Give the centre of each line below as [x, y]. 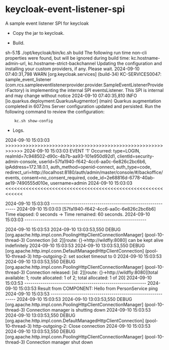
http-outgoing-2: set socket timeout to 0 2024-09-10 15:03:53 [97, 256]
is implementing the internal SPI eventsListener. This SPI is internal [95, 90]
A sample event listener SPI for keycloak [47, 23]
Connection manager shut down [60, 342]
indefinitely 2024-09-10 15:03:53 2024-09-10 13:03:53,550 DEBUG [75, 245]
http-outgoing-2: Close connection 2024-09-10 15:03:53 [92, 326]
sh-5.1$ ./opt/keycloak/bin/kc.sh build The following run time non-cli [76, 53]
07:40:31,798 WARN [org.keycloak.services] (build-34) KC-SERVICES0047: [83, 74]
